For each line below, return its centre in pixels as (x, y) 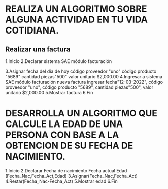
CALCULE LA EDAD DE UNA (64, 124)
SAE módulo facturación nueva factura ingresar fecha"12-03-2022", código (84, 82)
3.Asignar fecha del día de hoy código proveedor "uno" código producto (81, 71)
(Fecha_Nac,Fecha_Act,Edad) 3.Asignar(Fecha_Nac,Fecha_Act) (72, 176)
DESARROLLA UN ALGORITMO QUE (81, 114)
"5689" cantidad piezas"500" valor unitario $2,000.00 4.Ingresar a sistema (84, 76)
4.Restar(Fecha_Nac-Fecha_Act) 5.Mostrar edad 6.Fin (61, 181)
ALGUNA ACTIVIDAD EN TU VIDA (77, 20)
